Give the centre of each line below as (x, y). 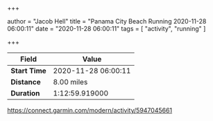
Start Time (28, 71)
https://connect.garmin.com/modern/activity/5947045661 (90, 110)
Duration (25, 93)
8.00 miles (70, 82)
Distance (26, 82)
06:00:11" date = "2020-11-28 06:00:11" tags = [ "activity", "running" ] (106, 29)
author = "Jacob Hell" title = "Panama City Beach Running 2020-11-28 (107, 21)
